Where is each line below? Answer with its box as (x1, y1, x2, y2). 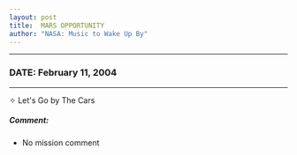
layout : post (9, 12, 57, 22)
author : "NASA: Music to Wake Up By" (9, 29, 148, 38)
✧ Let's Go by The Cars (9, 94, 95, 106)
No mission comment (21, 137, 100, 148)
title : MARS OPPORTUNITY (9, 21, 104, 30)
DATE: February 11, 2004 (9, 67, 118, 79)
